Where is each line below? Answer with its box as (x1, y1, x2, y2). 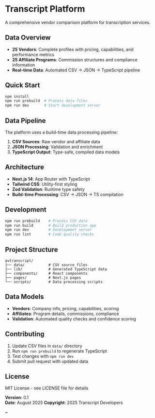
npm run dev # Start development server (5, 103, 101, 108)
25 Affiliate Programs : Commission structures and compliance (12, 57, 138, 63)
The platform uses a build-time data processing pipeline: (5, 130, 118, 135)
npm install (5, 94, 29, 99)
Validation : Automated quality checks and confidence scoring (12, 316, 137, 321)
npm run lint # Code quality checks (5, 232, 94, 237)
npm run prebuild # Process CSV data (5, 218, 88, 223)
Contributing (5, 330, 45, 338)
